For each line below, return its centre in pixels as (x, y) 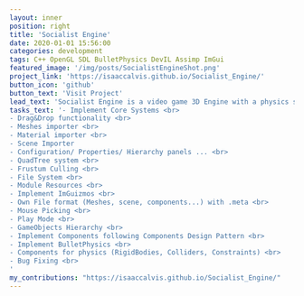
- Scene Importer (42, 143)
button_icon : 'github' (52, 85)
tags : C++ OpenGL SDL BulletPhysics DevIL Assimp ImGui (117, 60)
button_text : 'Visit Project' (66, 93)
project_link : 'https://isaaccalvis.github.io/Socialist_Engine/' (137, 77)
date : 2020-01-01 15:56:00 (60, 43)
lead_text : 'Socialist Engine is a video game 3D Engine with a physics (149, 102)
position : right (40, 26)
